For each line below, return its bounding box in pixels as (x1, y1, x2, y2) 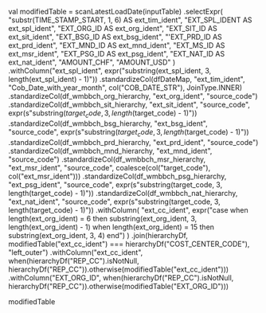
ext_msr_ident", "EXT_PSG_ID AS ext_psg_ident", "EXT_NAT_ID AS (8, 49, 225, 58)
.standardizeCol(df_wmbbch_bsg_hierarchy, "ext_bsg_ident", (8, 119, 209, 128)
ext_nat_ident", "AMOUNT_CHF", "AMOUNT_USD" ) (8, 57, 176, 67)
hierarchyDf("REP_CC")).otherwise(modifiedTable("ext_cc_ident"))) (8, 264, 229, 274)
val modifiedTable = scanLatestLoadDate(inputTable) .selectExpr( (8, 7, 223, 16)
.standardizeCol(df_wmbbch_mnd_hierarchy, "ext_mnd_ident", (8, 146, 213, 155)
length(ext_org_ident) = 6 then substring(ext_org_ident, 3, (8, 213, 198, 223)
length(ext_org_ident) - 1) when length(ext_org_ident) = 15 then (8, 222, 215, 232)
